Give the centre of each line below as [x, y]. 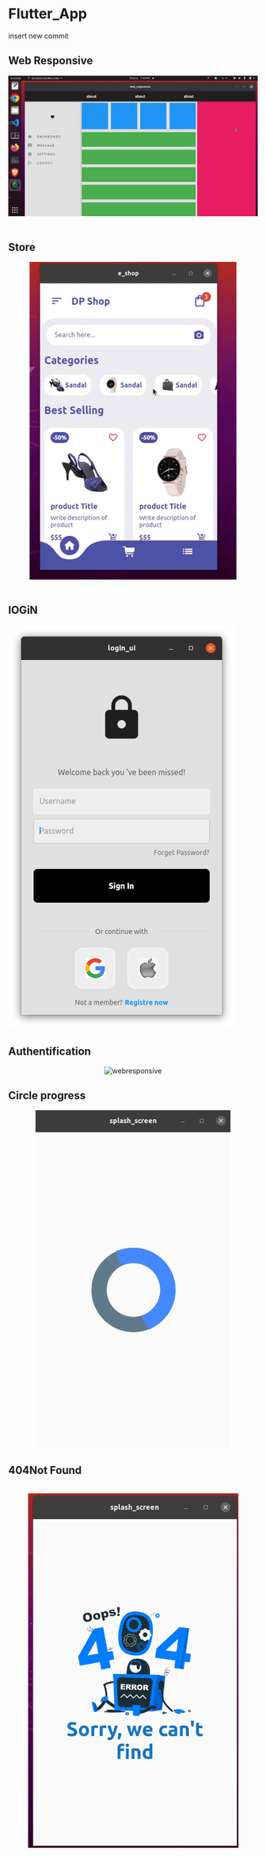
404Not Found [45, 1470]
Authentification [49, 1052]
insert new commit [38, 36]
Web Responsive [51, 61]
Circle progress [47, 1096]
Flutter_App [48, 14]
